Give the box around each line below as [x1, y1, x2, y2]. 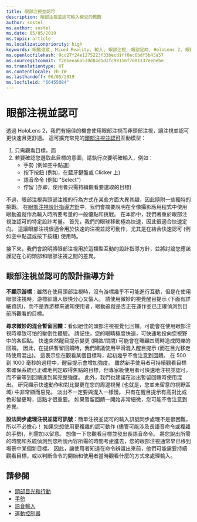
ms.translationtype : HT [6, 63, 64, 69]
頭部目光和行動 [14, 487, 51, 494]
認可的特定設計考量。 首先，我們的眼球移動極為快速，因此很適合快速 [16, 218, 182, 225]
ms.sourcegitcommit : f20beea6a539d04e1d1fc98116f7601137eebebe [6, 57, 164, 63]
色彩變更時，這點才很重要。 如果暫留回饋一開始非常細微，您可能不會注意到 [6, 395, 188, 402]
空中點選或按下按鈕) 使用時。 [11, 232, 82, 239]
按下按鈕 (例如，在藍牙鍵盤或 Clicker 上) [23, 168, 121, 176]
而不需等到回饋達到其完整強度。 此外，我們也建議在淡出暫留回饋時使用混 [6, 374, 182, 381]
